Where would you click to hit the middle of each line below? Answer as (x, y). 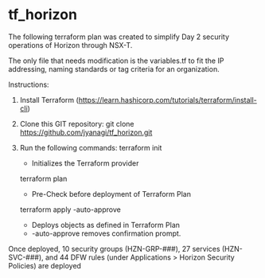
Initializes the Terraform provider (85, 163)
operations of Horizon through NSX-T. (70, 45)
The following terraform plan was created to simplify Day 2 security (119, 37)
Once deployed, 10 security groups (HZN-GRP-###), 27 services (114, 249)
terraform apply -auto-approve (70, 209)
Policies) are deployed (45, 265)
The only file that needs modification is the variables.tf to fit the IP (116, 61)
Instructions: (29, 84)
